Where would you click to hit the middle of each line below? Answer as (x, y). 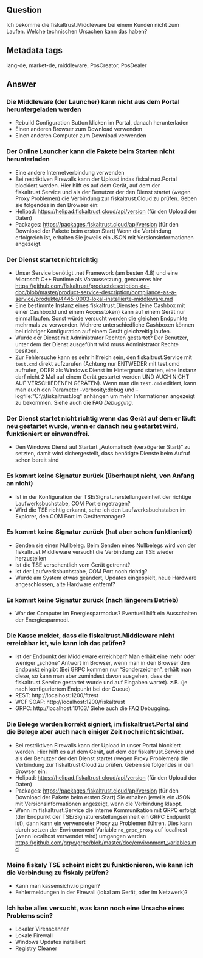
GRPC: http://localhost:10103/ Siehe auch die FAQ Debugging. (92, 708)
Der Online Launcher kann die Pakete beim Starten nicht (91, 151)
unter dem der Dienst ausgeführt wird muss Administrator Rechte (97, 344)
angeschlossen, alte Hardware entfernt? (65, 584)
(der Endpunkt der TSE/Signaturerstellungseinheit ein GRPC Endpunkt (102, 816)
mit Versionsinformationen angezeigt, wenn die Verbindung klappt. (98, 804)
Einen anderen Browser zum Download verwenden (79, 129)
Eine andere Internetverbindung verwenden (70, 172)
